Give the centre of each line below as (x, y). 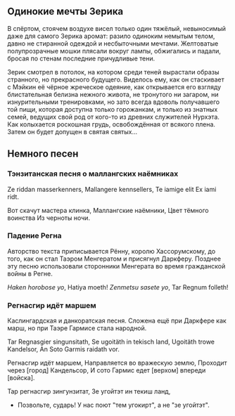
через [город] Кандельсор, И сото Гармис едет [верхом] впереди (107, 370)
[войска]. (21, 378)
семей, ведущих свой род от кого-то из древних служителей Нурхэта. (114, 117)
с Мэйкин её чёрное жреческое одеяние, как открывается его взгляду (114, 86)
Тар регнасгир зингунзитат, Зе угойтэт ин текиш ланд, (89, 391)
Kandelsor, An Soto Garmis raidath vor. (63, 349)
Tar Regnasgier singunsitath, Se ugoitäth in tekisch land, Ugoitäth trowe (111, 342)
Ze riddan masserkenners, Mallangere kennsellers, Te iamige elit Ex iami (112, 189)
